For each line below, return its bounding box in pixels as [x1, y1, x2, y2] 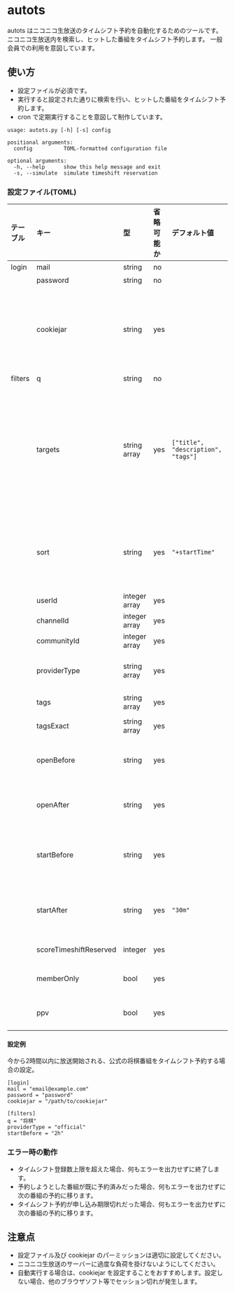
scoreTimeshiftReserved [36, 945, 117, 954]
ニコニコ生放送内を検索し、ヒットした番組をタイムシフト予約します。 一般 [7, 34, 223, 44]
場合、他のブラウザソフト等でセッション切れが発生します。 [29, 1277, 201, 1286]
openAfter [36, 800, 70, 810]
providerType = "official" [7, 1124, 86, 1131]
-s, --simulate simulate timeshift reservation [13, 169, 158, 177]
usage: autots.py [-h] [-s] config [7, 126, 111, 133]
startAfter [36, 905, 68, 915]
